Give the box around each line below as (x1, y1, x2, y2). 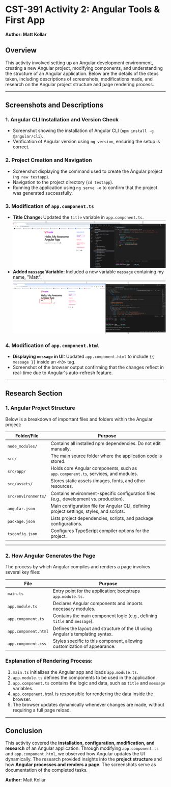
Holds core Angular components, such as (50, 465, 137, 471)
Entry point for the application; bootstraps (52, 588, 140, 594)
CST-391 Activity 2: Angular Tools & (5, 4, 160, 15)
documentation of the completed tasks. (5, 767, 88, 773)
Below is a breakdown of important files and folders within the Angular (5, 416, 153, 422)
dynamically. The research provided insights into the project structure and (5, 756, 162, 763)
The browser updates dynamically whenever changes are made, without (12, 701, 164, 707)
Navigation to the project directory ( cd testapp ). (12, 179, 113, 185)
